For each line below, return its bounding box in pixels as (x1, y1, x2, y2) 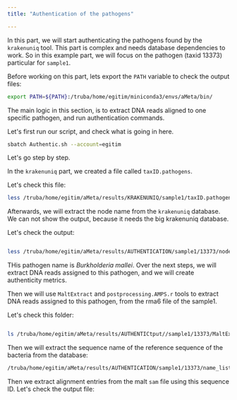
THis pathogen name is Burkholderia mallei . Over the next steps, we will (7, 261, 217, 269)
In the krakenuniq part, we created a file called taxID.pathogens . (7, 167, 193, 176)
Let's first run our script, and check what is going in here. (7, 127, 174, 135)
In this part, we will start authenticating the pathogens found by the (7, 36, 202, 44)
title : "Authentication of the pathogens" (7, 10, 134, 18)
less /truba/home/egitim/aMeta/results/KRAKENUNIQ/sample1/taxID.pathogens (7, 195, 235, 202)
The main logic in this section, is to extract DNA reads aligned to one (7, 106, 207, 114)
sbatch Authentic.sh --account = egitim (7, 140, 121, 148)
